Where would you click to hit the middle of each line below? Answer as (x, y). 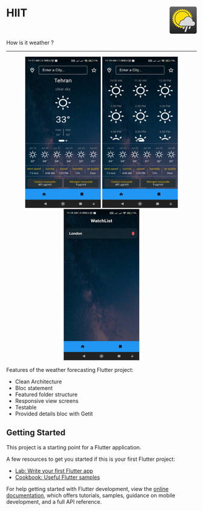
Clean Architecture (38, 382)
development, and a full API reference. (54, 501)
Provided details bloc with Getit (54, 414)
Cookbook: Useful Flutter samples (57, 477)
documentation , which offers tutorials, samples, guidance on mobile (91, 495)
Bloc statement (34, 388)
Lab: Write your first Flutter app (54, 470)
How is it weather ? (30, 42)
